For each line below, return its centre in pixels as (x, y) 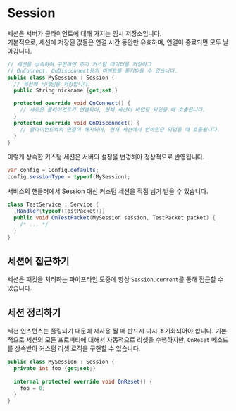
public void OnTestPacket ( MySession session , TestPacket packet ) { (115, 217)
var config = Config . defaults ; (53, 171)
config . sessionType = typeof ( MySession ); (69, 177)
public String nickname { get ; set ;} (66, 91)
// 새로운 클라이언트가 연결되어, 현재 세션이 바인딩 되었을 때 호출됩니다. (113, 110)
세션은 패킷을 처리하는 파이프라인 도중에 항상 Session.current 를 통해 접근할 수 (116, 279)
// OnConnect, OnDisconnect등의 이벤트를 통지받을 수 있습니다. (93, 71)
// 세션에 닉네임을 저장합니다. (52, 84)
